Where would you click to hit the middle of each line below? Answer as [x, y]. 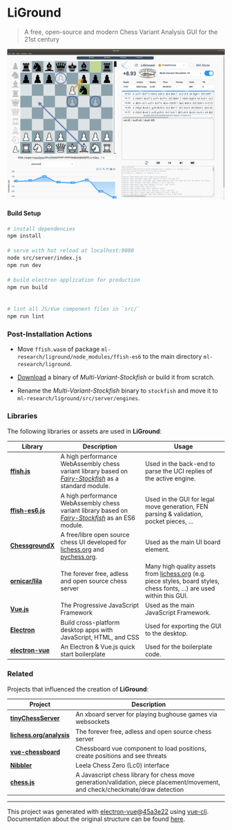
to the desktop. [166, 633]
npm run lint [26, 316]
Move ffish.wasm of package [58, 349]
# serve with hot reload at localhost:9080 [71, 251]
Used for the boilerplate [178, 647]
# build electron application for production [74, 280]
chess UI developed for [93, 542]
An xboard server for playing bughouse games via [146, 714]
